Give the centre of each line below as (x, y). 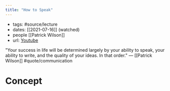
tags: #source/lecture (35, 24)
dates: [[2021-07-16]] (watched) (46, 29)
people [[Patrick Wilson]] (38, 35)
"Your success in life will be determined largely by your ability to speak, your (85, 50)
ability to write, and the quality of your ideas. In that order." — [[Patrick (79, 55)
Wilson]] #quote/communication (39, 60)
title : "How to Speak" (29, 10)
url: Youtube (25, 40)
